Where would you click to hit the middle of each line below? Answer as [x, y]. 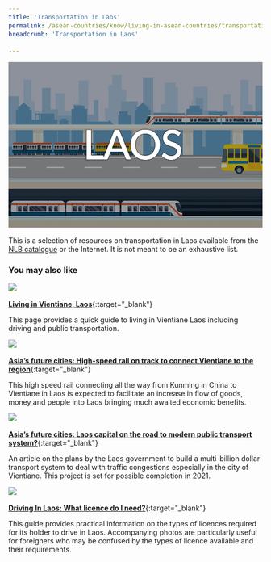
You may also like [43, 270]
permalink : [27, 25]
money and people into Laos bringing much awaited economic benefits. [127, 402]
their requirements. [40, 550]
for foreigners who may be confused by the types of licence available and [131, 541]
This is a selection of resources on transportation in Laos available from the [134, 240]
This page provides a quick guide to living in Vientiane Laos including [123, 320]
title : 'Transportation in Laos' [65, 17]
